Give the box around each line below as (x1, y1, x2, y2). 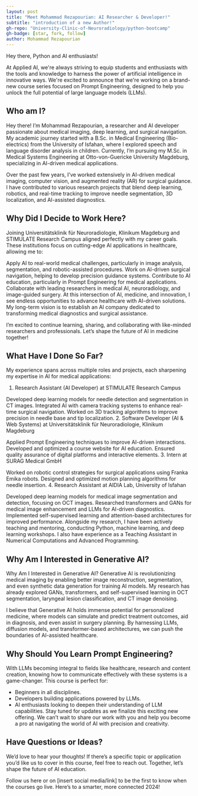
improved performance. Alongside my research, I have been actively (6, 518, 173, 526)
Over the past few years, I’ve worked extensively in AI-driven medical (6, 171, 176, 178)
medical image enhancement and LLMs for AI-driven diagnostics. (6, 505, 165, 513)
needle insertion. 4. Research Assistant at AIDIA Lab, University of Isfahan (6, 482, 186, 489)
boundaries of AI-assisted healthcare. (6, 631, 99, 639)
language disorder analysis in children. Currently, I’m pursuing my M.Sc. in (6, 147, 187, 154)
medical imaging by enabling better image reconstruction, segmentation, (6, 576, 183, 584)
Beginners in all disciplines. (14, 689, 82, 696)
